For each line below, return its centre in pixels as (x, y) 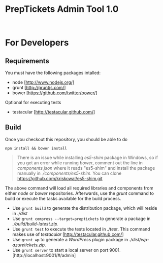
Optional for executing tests (33, 102)
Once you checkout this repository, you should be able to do (66, 139)
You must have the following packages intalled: (53, 73)
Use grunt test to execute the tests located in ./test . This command (81, 229)
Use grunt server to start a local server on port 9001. (66, 250)
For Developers (37, 43)
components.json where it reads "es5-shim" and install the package (86, 168)
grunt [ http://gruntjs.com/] (39, 87)
